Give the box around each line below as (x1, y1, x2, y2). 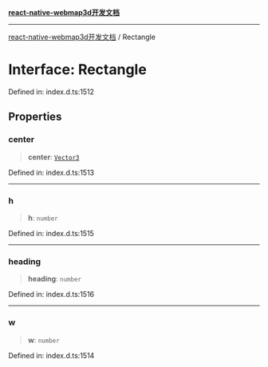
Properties (8, 110, 62, 124)
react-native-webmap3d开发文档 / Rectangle (8, 32, 156, 41)
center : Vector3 (27, 152, 80, 162)
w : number (27, 335, 60, 345)
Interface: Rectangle (8, 61, 148, 79)
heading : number (27, 274, 82, 284)
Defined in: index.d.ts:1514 (8, 350, 95, 360)
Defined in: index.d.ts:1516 (8, 290, 95, 299)
